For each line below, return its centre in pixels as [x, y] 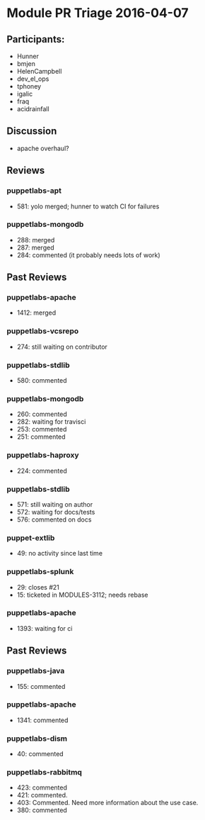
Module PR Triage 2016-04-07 [98, 13]
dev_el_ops [33, 79]
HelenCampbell [39, 71]
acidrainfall [33, 109]
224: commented [42, 471]
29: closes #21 [38, 587]
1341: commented [42, 720]
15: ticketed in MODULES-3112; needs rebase [83, 595]
